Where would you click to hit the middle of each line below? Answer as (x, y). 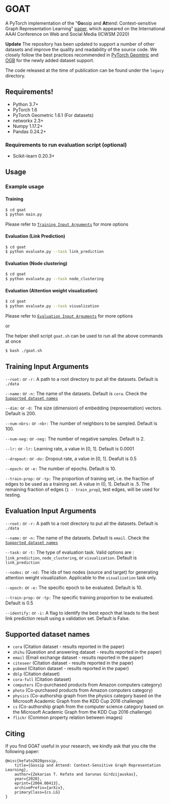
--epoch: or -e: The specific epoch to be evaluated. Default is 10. (74, 587)
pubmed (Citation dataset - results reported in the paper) (71, 669)
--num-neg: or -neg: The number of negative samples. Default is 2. (75, 439)
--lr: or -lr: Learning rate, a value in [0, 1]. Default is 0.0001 (70, 448)
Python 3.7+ (26, 104)
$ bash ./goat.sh (24, 351)
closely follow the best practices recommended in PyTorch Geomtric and (82, 55)
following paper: (22, 752)
